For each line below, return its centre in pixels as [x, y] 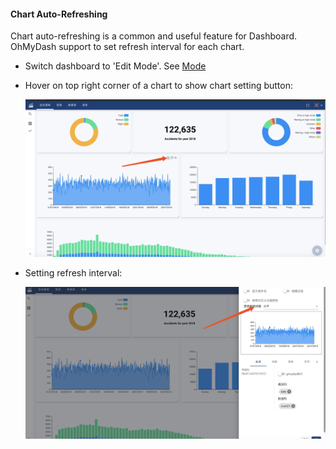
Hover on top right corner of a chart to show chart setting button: [158, 86]
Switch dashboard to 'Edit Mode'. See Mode [115, 66]
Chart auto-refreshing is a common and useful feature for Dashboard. [154, 36]
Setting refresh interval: [73, 272]
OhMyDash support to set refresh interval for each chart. [127, 47]
